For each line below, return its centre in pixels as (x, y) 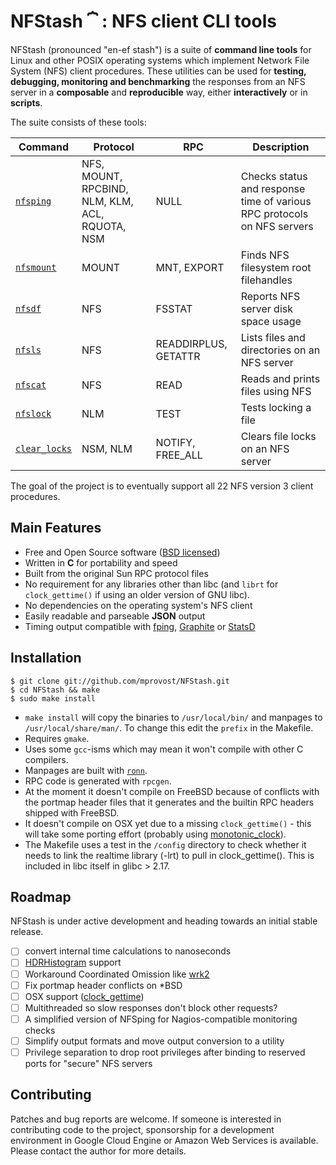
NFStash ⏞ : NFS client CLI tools (143, 21)
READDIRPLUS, (191, 343)
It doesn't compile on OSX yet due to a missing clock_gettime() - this (168, 823)
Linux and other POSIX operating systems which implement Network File (160, 60)
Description (281, 147)
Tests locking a (276, 407)
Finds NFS (265, 255)
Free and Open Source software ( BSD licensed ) (122, 552)
